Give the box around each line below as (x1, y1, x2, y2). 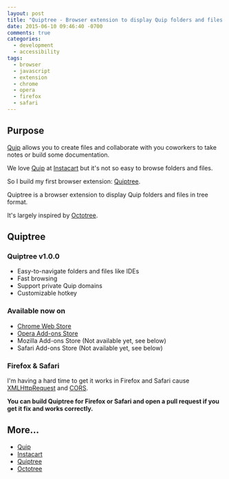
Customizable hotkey (17, 289, 78, 298)
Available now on (7, 307, 65, 316)
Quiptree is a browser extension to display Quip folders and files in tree (7, 190, 208, 199)
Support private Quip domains (17, 282, 103, 290)
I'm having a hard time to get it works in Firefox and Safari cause (7, 376, 190, 385)
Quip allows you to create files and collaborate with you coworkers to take (7, 143, 217, 151)
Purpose (7, 125, 45, 137)
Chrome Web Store (17, 322, 72, 330)
